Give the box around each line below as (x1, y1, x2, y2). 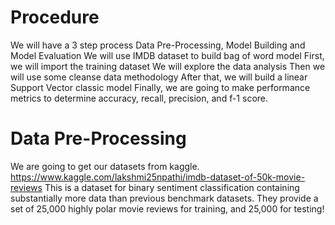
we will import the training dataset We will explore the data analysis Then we (10, 60, 326, 72)
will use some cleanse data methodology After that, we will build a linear (10, 71, 308, 83)
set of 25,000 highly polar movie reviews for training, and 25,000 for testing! (10, 202, 325, 215)
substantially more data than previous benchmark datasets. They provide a (10, 192, 319, 204)
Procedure (10, 6, 100, 29)
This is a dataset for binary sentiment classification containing (44, 181, 300, 193)
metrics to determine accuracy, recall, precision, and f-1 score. (10, 92, 269, 104)
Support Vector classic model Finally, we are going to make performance (10, 81, 311, 93)
